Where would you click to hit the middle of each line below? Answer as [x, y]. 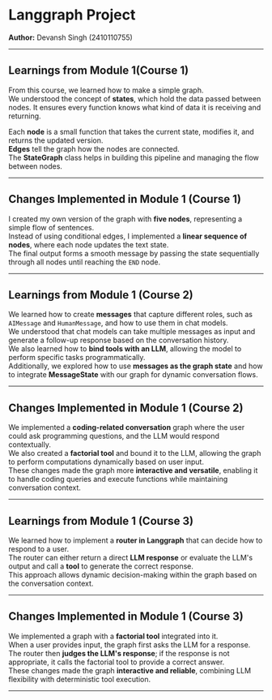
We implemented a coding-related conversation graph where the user [127, 427]
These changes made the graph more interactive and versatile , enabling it [133, 470]
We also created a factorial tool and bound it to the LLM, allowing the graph [135, 453]
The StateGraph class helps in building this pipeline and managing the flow [134, 157]
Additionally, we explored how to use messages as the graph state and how [136, 366]
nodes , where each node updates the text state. [89, 244]
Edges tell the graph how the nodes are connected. [94, 148]
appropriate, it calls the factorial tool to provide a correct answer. [117, 662]
